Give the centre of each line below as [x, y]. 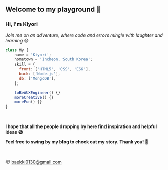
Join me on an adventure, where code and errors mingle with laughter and [84, 35]
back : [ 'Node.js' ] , [39, 74]
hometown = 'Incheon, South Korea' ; [54, 59]
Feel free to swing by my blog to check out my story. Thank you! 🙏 [77, 142]
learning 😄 [17, 40]
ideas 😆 [14, 132]
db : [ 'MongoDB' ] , [37, 78]
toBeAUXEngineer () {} [37, 93]
